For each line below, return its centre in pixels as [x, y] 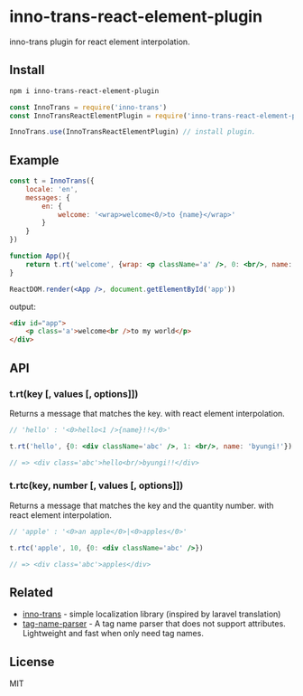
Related [32, 593]
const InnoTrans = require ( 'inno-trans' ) [88, 107]
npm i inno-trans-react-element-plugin [84, 91]
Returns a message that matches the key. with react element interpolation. [147, 413]
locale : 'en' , [52, 189]
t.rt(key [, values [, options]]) [74, 393]
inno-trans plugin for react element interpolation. [100, 42]
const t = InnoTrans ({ [52, 181]
